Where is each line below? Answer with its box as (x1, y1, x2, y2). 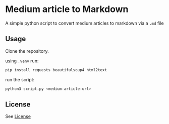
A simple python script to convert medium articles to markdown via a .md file (5, 20, 164, 26)
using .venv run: (5, 58, 39, 64)
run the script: (5, 76, 35, 82)
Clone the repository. (5, 48, 49, 54)
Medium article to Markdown (5, 4, 129, 15)
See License (5, 113, 31, 119)
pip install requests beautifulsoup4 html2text (5, 67, 107, 72)
